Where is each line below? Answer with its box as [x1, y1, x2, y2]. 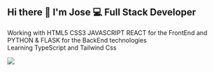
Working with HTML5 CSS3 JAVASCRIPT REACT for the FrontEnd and [7, 28, 208, 37]
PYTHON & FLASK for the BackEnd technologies [7, 36, 147, 44]
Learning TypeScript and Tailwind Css [7, 43, 117, 52]
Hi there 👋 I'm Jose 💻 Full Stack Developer [7, 6, 197, 18]
